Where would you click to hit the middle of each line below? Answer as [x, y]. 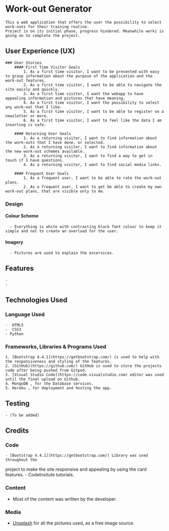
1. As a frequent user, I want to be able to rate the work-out [93, 178]
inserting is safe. [26, 125]
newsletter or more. [27, 116]
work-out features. [26, 80]
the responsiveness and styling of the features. [59, 361]
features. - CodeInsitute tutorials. [40, 475]
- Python [14, 334]
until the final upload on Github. [43, 379]
